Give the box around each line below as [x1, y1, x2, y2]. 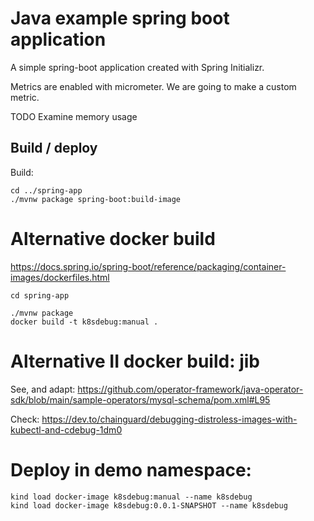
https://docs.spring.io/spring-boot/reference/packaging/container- [10, 260, 287, 272]
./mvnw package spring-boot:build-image [10, 194, 182, 204]
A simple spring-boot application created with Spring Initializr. [10, 61, 265, 73]
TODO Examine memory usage [10, 110, 138, 122]
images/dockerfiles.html [10, 271, 110, 283]
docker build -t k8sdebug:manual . [10, 317, 159, 327]
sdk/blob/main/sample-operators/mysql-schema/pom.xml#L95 [10, 393, 271, 406]
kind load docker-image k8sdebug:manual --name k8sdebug [10, 492, 253, 502]
